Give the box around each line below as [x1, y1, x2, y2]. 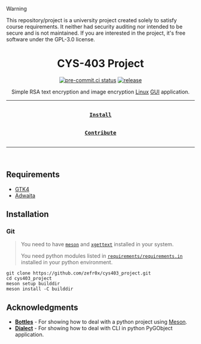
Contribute [84, 129, 117, 136]
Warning [6, 5, 27, 12]
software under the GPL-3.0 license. [6, 36, 96, 43]
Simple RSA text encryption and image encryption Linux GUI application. [11, 88, 190, 95]
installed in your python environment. [20, 259, 113, 266]
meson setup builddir [6, 281, 60, 287]
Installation [6, 209, 49, 219]
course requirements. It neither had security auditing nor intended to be [6, 23, 183, 30]
